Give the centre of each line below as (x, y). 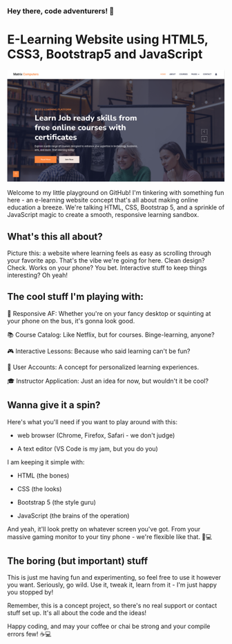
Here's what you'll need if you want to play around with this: (93, 422)
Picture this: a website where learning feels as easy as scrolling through (109, 253)
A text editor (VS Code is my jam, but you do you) (88, 448)
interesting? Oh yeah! (37, 275)
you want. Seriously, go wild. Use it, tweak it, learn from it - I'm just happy (112, 585)
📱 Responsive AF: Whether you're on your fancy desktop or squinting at (109, 313)
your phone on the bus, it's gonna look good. (71, 321)
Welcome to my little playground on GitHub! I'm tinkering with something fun (116, 193)
